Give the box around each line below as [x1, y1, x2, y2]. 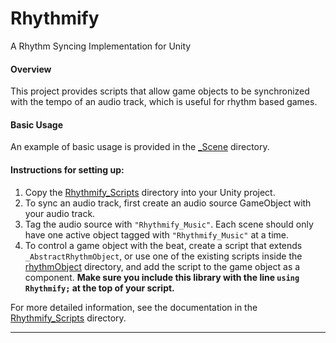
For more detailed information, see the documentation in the [10, 301, 258, 313]
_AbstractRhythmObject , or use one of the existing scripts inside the [24, 250, 303, 262]
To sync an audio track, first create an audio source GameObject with [24, 197, 312, 209]
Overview [10, 63, 52, 75]
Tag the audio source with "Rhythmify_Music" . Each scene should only [24, 218, 314, 230]
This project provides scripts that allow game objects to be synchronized [10, 85, 310, 97]
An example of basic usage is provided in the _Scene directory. [10, 141, 270, 153]
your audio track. [24, 207, 96, 219]
